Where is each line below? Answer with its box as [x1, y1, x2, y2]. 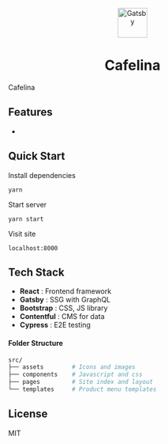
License [8, 408, 48, 421]
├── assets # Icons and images [8, 363, 136, 371]
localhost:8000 [8, 244, 58, 252]
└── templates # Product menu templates [8, 385, 157, 393]
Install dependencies [8, 170, 77, 180]
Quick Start [8, 150, 65, 163]
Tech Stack [8, 265, 65, 279]
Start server [8, 199, 47, 209]
